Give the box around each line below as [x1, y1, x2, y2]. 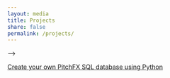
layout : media [7, 10, 50, 18]
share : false [7, 23, 46, 30]
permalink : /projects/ [7, 30, 74, 37]
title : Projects [7, 17, 55, 24]
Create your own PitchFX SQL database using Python [7, 63, 163, 71]
